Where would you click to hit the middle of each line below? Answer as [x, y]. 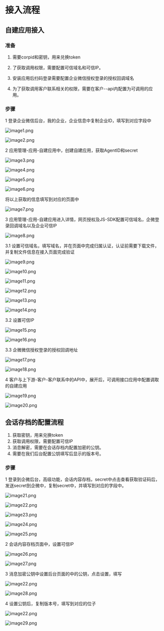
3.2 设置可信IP [20, 320]
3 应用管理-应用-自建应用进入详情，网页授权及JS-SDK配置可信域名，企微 [80, 220]
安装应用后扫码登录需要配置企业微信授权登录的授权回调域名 [73, 78]
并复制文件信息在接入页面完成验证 [40, 252]
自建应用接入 [25, 30]
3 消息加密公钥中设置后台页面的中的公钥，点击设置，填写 [64, 574]
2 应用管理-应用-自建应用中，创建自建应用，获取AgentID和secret [71, 150]
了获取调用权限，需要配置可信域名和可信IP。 [58, 67]
